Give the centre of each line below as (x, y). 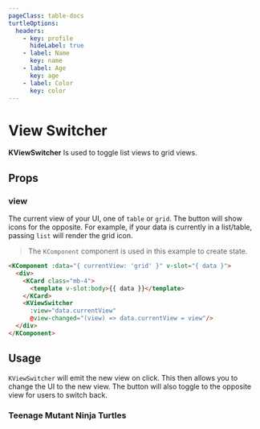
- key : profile (48, 38)
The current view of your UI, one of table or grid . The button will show (125, 219)
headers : (30, 31)
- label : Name (46, 53)
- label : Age (45, 68)
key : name (46, 61)
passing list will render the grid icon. (71, 235)
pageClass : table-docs (46, 16)
